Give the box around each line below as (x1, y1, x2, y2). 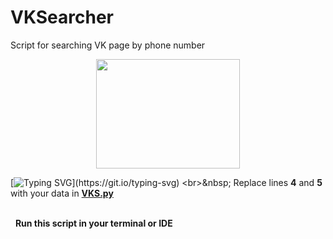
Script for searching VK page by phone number (10, 39, 206, 51)
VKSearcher (10, 6, 115, 29)
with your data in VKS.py (10, 187, 114, 199)
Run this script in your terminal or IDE (14, 217, 173, 229)
